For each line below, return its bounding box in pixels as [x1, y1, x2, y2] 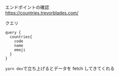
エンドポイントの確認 [5, 4, 49, 10]
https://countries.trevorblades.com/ [5, 10, 79, 16]
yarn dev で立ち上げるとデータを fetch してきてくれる [5, 66, 115, 71]
